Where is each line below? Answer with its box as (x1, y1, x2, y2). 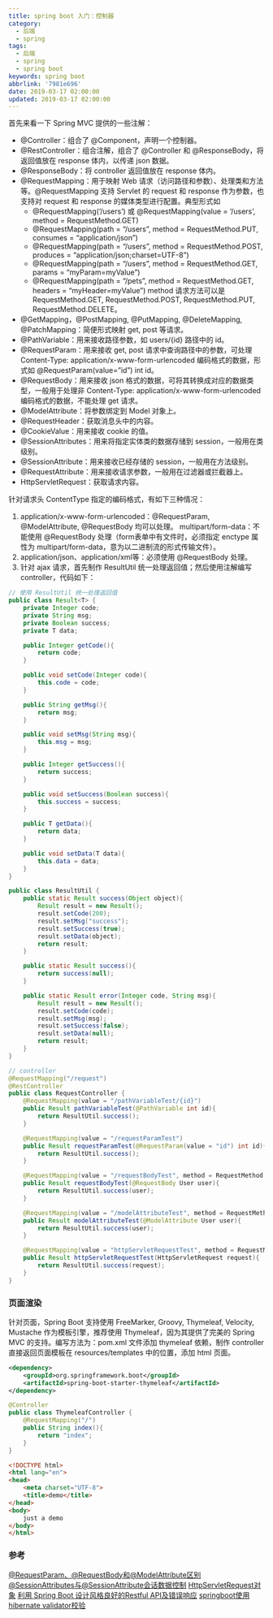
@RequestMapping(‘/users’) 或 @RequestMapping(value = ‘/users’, (32, 206, 256, 216)
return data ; (37, 828, 82, 836)
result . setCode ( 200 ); (37, 910, 111, 918)
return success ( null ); (37, 970, 115, 978)
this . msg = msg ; (37, 738, 93, 746)
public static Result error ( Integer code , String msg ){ (23, 992, 217, 1000)
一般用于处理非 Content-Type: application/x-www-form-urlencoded (34, 386, 262, 396)
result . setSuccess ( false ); (37, 1022, 129, 1030)
